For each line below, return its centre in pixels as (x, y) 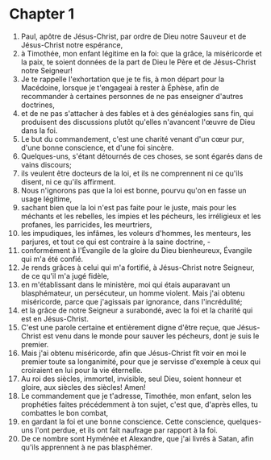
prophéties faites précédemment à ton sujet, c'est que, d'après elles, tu (140, 404)
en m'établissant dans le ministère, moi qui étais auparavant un (125, 284)
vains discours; (46, 164)
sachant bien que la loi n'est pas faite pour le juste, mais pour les (129, 207)
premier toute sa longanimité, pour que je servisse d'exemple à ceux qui (141, 361)
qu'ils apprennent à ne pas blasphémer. (86, 447)
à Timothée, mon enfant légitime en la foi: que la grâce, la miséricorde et (141, 53)
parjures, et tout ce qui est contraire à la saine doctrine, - (115, 242)
